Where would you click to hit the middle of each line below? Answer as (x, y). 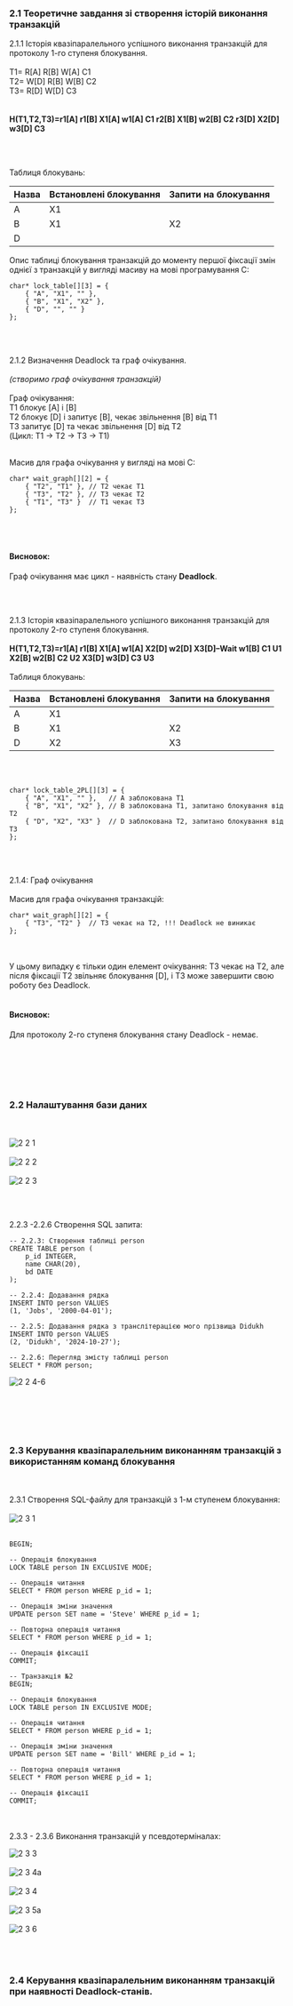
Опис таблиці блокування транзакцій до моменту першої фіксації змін (143, 260)
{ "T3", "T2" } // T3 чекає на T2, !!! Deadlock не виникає (140, 923)
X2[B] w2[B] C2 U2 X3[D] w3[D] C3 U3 (82, 658)
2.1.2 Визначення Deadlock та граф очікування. (98, 360)
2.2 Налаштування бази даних (79, 1105)
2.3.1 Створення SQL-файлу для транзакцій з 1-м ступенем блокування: (145, 1499)
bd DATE (39, 1272)
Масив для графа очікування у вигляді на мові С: (102, 463)
